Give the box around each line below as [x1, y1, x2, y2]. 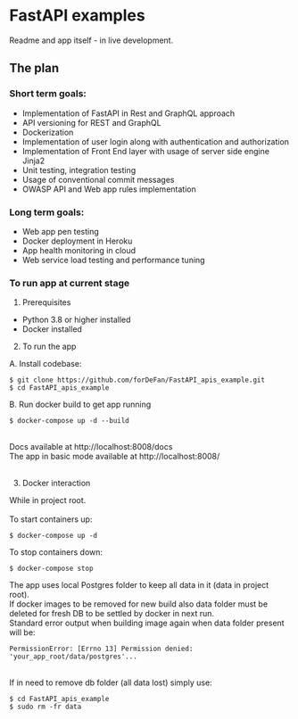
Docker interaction [21, 478, 91, 489]
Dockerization [21, 127, 74, 137]
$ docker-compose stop [9, 564, 94, 574]
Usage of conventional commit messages [21, 174, 176, 185]
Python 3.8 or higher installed [21, 314, 131, 326]
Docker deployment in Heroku [21, 236, 133, 246]
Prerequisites [21, 297, 71, 308]
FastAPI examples [9, 5, 145, 26]
